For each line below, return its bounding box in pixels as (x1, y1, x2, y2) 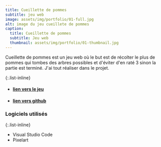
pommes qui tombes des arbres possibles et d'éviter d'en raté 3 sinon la (5, 59, 156, 66)
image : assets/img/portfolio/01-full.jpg (5, 17, 94, 22)
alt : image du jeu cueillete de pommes (5, 21, 90, 27)
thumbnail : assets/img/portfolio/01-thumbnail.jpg (10, 40, 119, 45)
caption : (5, 26, 24, 31)
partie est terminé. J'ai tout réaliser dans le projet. (5, 65, 109, 71)
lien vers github (12, 97, 47, 104)
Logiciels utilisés (5, 110, 48, 117)
